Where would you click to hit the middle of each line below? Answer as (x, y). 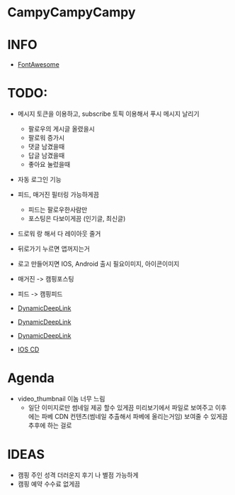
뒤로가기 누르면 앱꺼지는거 (54, 249)
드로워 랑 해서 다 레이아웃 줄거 (59, 234)
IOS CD (28, 349)
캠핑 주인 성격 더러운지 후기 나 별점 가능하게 (78, 475)
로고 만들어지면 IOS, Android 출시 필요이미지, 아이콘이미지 (98, 264)
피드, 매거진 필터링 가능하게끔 (58, 195)
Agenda (31, 378)
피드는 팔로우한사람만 (58, 210)
